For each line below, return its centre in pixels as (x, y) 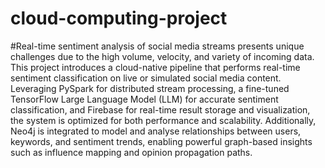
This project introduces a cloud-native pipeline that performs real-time (155, 67)
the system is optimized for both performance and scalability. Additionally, (163, 120)
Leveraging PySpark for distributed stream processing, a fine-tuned (150, 88)
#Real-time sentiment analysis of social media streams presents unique (157, 46)
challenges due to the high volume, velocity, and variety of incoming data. (162, 56)
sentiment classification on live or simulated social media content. (146, 78)
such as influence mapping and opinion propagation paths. (131, 152)
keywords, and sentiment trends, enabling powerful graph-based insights (161, 141)
